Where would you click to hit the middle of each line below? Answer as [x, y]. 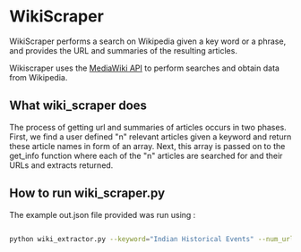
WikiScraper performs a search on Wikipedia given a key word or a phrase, [148, 41]
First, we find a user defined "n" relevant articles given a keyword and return [150, 137]
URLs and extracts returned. [61, 165]
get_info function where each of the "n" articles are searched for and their [146, 155]
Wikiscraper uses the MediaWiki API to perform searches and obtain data [145, 68]
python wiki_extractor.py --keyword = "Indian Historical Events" [132, 239]
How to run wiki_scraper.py [87, 193]
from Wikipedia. [39, 77]
